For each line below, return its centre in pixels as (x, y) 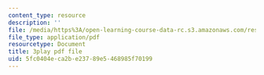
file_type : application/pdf (54, 37)
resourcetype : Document (47, 45)
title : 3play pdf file (45, 52)
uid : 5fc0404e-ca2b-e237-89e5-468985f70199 (81, 59)
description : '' (35, 23)
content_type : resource (47, 15)
